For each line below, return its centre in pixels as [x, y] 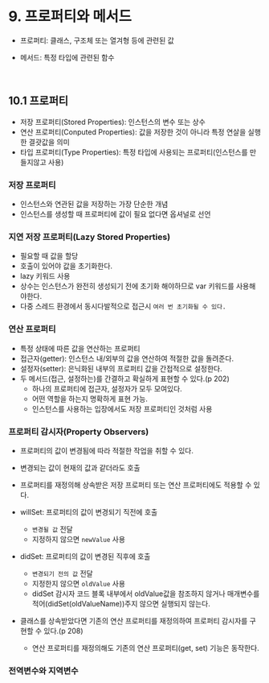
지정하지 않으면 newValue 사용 [79, 539]
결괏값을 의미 [49, 142]
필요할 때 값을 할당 [49, 256]
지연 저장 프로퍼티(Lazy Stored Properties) [90, 237]
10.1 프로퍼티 [39, 101]
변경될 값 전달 [53, 529]
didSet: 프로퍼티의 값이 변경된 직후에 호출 [85, 556]
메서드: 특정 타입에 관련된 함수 [67, 57]
